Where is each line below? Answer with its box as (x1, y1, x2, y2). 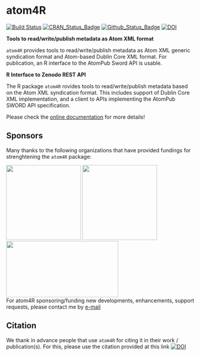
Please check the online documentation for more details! (6, 113, 145, 120)
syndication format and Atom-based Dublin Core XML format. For (6, 53, 167, 60)
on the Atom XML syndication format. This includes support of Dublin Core (6, 89, 190, 96)
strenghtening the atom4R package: (6, 153, 92, 160)
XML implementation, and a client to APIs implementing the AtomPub (6, 95, 176, 102)
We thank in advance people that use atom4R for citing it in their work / (6, 336, 179, 343)
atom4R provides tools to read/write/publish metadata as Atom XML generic (6, 46, 190, 54)
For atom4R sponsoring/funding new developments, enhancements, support (6, 297, 195, 304)
